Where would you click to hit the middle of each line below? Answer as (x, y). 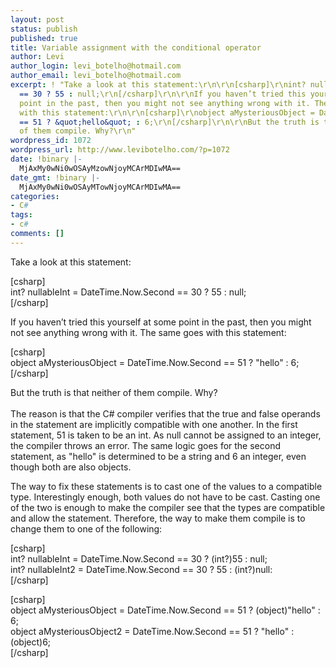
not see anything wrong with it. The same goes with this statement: (148, 332)
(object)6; (31, 642)
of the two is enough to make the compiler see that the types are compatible (168, 507)
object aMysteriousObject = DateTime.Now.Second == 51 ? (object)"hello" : (165, 610)
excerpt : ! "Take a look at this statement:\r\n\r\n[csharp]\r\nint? (158, 85)
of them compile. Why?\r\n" (78, 131)
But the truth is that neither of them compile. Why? (114, 392)
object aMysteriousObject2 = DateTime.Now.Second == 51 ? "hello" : (152, 631)
